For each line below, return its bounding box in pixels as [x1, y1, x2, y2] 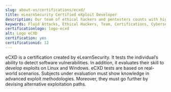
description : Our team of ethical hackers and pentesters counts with [5, 17, 158, 22]
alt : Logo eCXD [5, 31, 38, 36]
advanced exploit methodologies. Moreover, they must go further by [5, 75, 149, 81]
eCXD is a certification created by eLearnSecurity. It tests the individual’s [5, 54, 159, 60]
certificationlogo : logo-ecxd [5, 26, 70, 31]
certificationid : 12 [5, 40, 49, 45]
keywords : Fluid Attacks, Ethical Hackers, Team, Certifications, [5, 21, 149, 27]
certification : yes [5, 36, 47, 41]
